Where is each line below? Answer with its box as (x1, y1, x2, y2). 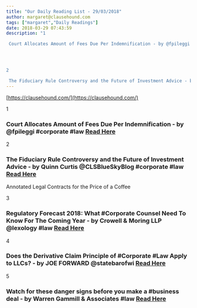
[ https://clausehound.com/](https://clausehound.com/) (6, 94, 139, 101)
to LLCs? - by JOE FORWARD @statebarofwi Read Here (6, 259, 166, 268)
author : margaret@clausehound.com (6, 14, 91, 20)
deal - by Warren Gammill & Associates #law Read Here (6, 295, 167, 303)
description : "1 (6, 31, 46, 36)
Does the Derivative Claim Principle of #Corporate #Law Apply (6, 252, 188, 260)
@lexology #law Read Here (6, 224, 84, 232)
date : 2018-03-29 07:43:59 (6, 25, 72, 31)
